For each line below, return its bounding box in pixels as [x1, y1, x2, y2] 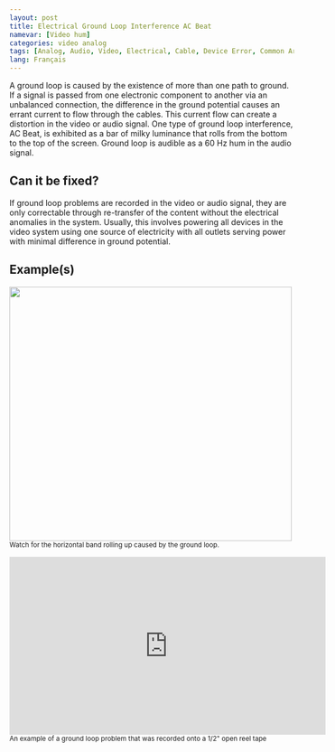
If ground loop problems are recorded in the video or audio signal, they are [9, 197, 287, 208]
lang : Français [9, 55, 67, 64]
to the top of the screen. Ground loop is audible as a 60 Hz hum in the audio [9, 137, 292, 148]
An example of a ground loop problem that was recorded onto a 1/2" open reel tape [9, 734, 267, 743]
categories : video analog [9, 38, 107, 48]
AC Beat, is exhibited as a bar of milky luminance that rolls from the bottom [9, 128, 288, 138]
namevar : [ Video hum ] [9, 30, 91, 39]
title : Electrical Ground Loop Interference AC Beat [9, 22, 212, 31]
